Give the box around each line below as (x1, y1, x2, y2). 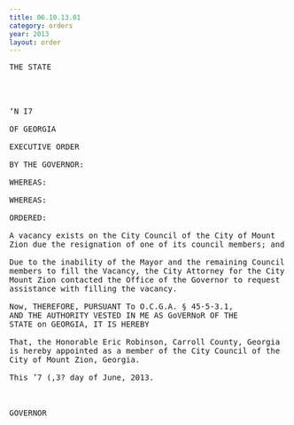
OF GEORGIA (9, 124, 57, 134)
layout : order (9, 37, 62, 47)
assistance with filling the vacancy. (9, 284, 178, 294)
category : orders (9, 21, 73, 30)
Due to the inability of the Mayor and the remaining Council (9, 257, 285, 267)
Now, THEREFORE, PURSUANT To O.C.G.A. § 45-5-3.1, (9, 302, 234, 311)
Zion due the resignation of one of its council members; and (9, 240, 285, 249)
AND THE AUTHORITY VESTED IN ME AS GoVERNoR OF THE (9, 311, 239, 320)
